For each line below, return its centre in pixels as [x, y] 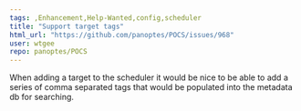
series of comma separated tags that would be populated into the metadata [151, 87]
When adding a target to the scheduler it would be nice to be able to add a [149, 77]
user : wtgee [32, 43]
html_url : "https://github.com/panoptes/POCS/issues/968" [122, 35]
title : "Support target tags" [67, 26]
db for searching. [42, 97]
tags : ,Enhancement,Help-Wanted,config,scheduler [106, 18]
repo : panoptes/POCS [49, 52]
